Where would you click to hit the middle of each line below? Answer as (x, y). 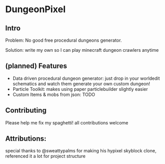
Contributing (26, 110)
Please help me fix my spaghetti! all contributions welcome (67, 122)
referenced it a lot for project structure (45, 156)
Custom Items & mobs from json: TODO (54, 94)
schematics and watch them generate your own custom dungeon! (81, 84)
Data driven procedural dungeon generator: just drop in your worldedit (86, 78)
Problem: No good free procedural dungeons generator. (63, 40)
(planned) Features (36, 66)
